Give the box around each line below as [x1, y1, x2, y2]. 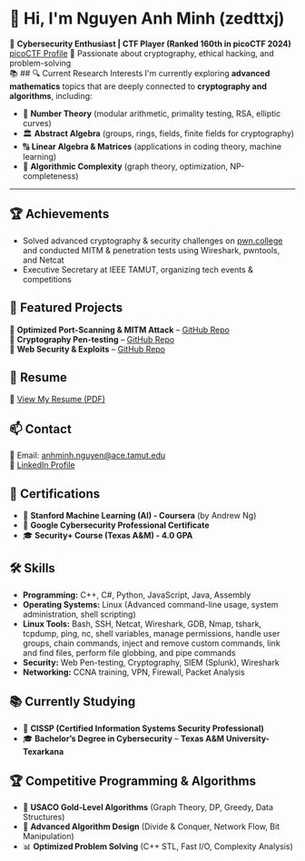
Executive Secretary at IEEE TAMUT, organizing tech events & [22, 263, 254, 275]
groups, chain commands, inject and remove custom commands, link [22, 638, 280, 648]
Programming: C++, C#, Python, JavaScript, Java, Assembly [22, 589, 251, 600]
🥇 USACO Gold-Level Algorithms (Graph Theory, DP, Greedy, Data [22, 802, 274, 813]
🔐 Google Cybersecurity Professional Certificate [22, 520, 211, 530]
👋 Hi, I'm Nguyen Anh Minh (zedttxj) [9, 8, 285, 29]
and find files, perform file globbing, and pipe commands [22, 647, 236, 658]
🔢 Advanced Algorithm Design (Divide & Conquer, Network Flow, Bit [22, 821, 280, 832]
